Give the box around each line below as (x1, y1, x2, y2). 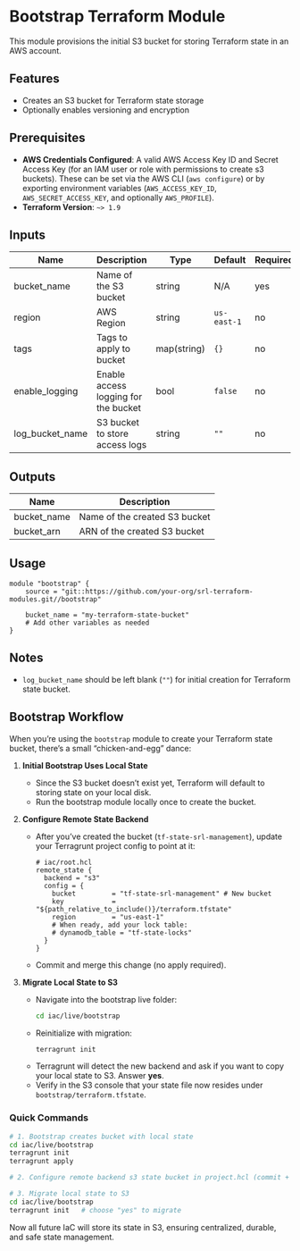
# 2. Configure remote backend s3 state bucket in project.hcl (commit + (9, 1173, 290, 1182)
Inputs (9, 227, 46, 242)
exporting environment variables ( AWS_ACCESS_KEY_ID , (21, 182, 217, 193)
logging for (96, 390, 143, 403)
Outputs (9, 469, 56, 484)
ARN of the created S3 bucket (79, 525, 205, 538)
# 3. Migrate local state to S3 (9, 1189, 129, 1198)
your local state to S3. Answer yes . (35, 1070, 164, 1081)
